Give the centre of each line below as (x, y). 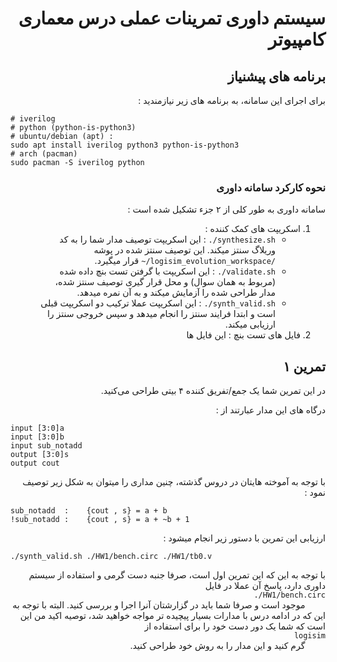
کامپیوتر (297, 39)
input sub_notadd (46, 446)
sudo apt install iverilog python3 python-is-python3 (125, 145)
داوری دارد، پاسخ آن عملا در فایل (265, 586)
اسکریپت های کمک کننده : (252, 229)
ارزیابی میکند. (250, 324)
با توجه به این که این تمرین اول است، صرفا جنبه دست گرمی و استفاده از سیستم (177, 575)
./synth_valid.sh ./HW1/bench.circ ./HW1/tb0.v (111, 557)
